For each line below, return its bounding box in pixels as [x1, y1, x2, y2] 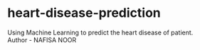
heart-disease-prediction [7, 5, 162, 21]
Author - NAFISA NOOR [7, 35, 77, 44]
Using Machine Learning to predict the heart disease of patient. [7, 28, 194, 37]
